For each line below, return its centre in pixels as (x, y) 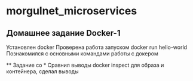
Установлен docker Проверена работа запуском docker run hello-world (96, 47)
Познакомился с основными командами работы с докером (82, 54)
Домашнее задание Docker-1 (63, 33)
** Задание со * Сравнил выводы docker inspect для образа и (85, 65)
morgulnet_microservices (72, 11)
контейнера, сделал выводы (42, 71)
